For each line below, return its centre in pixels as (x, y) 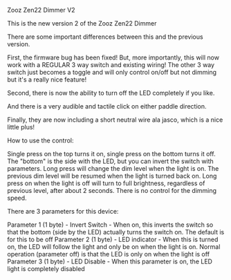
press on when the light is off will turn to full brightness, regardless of (106, 183)
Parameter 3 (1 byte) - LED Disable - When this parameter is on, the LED (110, 261)
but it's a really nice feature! (47, 80)
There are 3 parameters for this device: (63, 211)
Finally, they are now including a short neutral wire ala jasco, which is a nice (115, 120)
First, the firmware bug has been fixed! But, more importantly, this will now (113, 57)
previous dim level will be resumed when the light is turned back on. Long (112, 176)
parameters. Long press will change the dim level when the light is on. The (113, 168)
